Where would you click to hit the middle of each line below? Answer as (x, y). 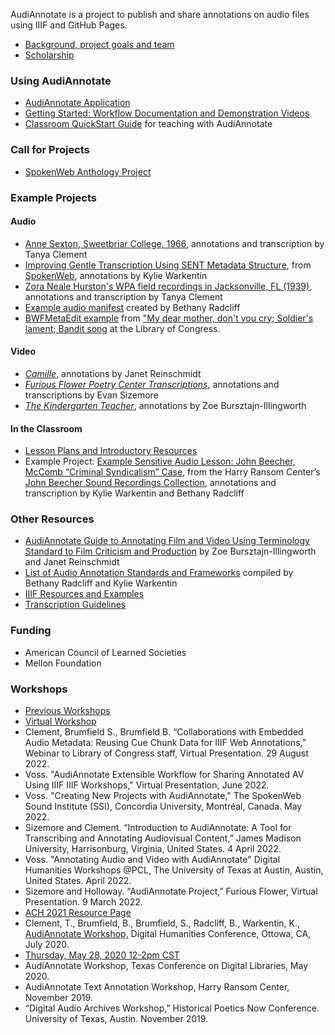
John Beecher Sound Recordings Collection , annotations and (150, 483)
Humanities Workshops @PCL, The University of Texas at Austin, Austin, (174, 870)
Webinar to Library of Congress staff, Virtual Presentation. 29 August (166, 753)
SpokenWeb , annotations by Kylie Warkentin (116, 275)
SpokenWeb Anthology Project (88, 171)
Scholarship (49, 55)
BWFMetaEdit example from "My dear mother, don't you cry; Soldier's (169, 318)
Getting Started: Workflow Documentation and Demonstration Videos (167, 113)
